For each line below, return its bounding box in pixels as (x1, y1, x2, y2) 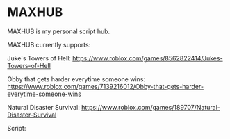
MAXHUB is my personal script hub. (7, 27, 110, 35)
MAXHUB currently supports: (7, 40, 91, 49)
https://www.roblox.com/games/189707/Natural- (81, 103, 220, 111)
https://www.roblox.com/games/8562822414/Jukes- (72, 54, 224, 63)
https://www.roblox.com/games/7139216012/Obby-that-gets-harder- (7, 82, 204, 90)
